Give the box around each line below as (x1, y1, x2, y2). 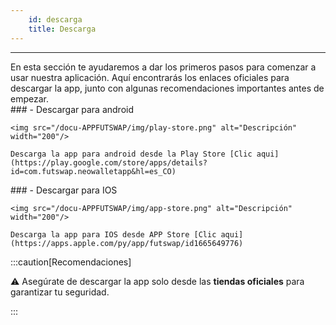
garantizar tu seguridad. (10, 286, 110, 298)
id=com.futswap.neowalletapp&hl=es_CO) (10, 166, 177, 176)
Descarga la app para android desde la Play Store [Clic (10, 149, 253, 159)
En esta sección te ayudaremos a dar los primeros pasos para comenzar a (10, 61, 317, 73)
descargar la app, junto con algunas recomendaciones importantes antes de (10, 82, 325, 94)
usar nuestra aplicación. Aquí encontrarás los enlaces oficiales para (10, 71, 290, 83)
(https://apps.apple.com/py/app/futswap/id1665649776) (10, 238, 244, 248)
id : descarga (28, 14, 83, 25)
